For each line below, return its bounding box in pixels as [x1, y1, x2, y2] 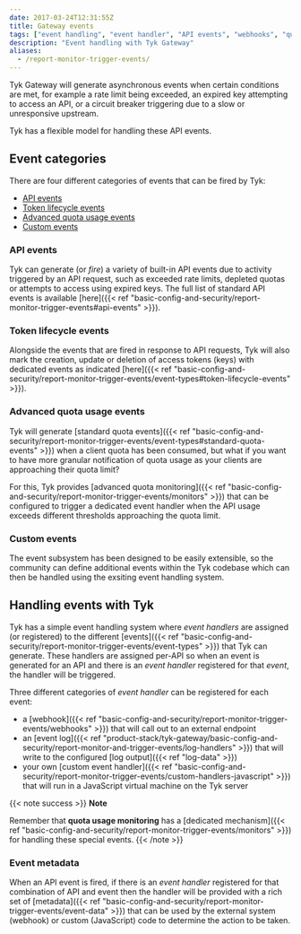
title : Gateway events [9, 22, 94, 31]
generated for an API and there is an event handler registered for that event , [9, 659, 289, 670]
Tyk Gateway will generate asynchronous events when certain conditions [9, 80, 279, 90]
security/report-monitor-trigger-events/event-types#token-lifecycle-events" [9, 373, 291, 384]
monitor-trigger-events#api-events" [9, 302, 142, 313]
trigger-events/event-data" [9, 905, 109, 916]
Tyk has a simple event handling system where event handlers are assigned [9, 621, 289, 633]
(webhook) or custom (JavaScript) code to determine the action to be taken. [9, 915, 291, 926]
